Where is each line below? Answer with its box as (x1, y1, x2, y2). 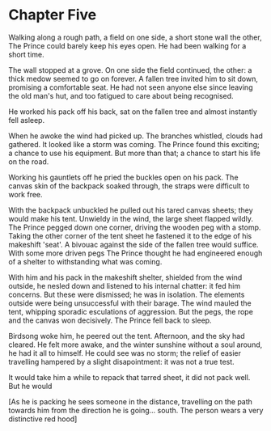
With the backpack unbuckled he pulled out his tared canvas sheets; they (8, 205, 253, 215)
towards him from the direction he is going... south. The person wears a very (8, 405, 264, 415)
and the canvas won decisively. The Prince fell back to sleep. (8, 315, 212, 325)
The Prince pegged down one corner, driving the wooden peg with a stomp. (8, 222, 261, 232)
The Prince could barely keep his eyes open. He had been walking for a (8, 40, 247, 50)
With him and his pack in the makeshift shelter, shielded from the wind (8, 273, 243, 282)
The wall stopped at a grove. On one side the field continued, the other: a (8, 65, 252, 74)
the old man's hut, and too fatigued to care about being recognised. (8, 91, 234, 100)
